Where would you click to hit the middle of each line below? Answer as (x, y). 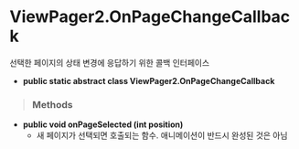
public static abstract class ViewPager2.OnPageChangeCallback (149, 80)
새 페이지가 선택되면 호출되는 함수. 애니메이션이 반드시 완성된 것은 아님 (162, 135)
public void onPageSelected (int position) (103, 124)
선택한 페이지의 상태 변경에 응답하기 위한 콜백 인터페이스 (110, 62)
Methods (52, 104)
